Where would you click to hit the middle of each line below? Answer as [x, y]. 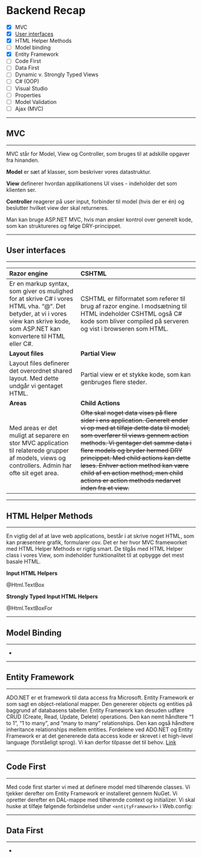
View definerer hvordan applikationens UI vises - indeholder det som [92, 183]
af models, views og [38, 458]
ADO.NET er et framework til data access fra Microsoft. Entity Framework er [100, 697]
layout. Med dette [34, 378]
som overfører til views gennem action [135, 435]
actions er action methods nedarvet [131, 480]
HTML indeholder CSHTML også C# [131, 314]
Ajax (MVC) [29, 108]
